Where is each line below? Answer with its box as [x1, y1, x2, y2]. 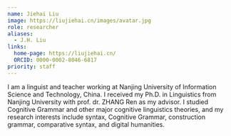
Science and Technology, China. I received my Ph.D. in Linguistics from [7, 90, 217, 98]
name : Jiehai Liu [7, 10, 59, 18]
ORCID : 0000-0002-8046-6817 [14, 57, 98, 64]
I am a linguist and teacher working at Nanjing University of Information [7, 82, 217, 91]
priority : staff [7, 63, 56, 70]
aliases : [7, 30, 34, 38]
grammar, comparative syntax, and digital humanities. [7, 120, 165, 128]
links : [7, 43, 27, 50]
